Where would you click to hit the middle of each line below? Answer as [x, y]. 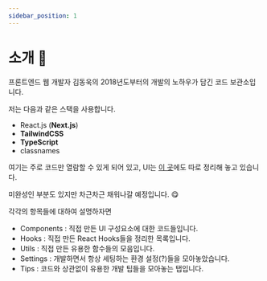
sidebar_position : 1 [43, 16]
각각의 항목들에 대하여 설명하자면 [60, 211]
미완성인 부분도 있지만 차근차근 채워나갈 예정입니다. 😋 [94, 194]
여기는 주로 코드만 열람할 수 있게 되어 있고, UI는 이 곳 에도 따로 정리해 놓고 [123, 167]
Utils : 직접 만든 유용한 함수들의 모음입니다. [87, 248]
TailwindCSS [42, 133]
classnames [40, 150]
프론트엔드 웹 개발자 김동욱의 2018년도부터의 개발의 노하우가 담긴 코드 [118, 82]
